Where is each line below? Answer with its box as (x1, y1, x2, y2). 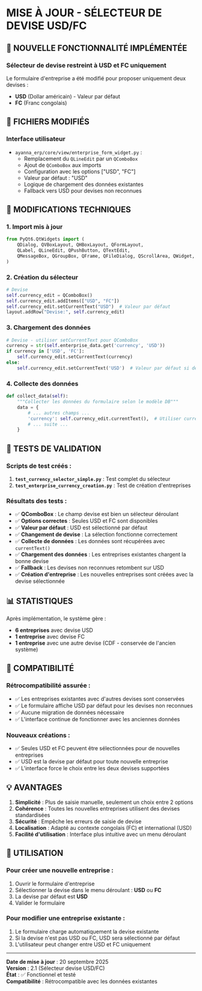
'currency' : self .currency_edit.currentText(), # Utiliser (28, 415, 182, 422)
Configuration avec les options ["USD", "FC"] (23, 168, 136, 175)
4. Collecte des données (6, 379, 79, 387)
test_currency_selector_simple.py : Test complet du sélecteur (14, 475, 171, 482)
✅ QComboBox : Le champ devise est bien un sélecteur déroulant (14, 511, 179, 518)
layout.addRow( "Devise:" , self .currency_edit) (6, 309, 125, 315)
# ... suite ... (28, 421, 69, 427)
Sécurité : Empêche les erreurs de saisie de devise (14, 818, 142, 825)
